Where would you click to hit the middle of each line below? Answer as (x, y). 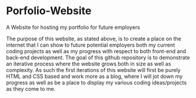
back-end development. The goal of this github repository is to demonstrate (98, 57)
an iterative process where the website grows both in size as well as (89, 64)
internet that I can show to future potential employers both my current (91, 45)
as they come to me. (31, 89)
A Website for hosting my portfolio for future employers (73, 27)
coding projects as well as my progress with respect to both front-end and (96, 51)
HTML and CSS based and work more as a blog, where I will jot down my (94, 76)
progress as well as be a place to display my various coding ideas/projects (97, 82)
